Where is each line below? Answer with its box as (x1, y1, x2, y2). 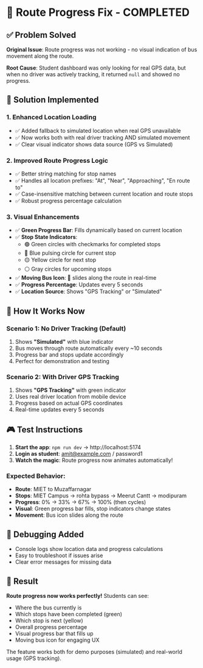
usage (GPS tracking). (6, 655, 62, 662)
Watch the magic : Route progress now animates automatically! (15, 457, 173, 464)
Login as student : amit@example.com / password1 (15, 450, 143, 458)
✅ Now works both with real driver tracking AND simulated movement (15, 133, 190, 141)
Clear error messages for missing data (15, 558, 112, 566)
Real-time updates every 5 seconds (15, 406, 105, 413)
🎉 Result (6, 576, 38, 586)
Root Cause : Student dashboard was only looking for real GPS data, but (6, 64, 187, 71)
